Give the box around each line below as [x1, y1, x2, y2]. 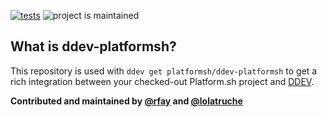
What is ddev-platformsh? [10, 38, 177, 55]
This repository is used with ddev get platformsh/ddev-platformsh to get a [10, 65, 318, 77]
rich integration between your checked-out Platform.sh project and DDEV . [10, 75, 315, 87]
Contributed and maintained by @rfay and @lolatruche [10, 95, 243, 107]
